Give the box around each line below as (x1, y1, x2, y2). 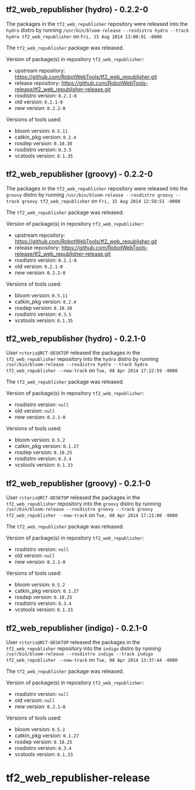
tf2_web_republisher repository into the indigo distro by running (6, 645, 162, 652)
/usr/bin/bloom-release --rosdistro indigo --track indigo (6, 651, 153, 657)
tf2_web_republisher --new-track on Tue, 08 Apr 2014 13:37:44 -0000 (6, 657, 178, 664)
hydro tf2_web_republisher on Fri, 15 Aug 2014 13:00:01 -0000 (6, 32, 162, 40)
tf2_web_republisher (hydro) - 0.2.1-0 (6, 334, 146, 344)
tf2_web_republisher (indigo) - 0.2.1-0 (6, 623, 148, 633)
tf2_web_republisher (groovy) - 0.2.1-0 (6, 478, 151, 488)
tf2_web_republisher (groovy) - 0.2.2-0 (6, 169, 153, 179)
